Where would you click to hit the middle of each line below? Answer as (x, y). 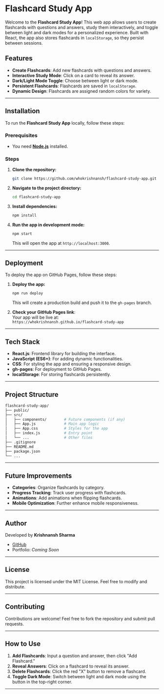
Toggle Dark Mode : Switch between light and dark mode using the (79, 676)
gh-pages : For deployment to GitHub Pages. (57, 369)
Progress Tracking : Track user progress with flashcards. (69, 493)
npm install (24, 215)
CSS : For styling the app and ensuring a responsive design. (72, 364)
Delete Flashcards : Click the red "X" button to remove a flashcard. (79, 671)
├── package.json (23, 451)
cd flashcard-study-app (36, 197)
